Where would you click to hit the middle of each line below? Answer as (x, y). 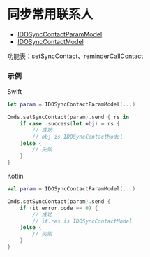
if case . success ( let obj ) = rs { (70, 123)
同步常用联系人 (50, 14)
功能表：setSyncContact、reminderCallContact (75, 56)
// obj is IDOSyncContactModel (78, 137)
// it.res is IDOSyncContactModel (82, 221)
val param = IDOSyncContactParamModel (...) (72, 189)
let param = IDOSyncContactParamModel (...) (72, 105)
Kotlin (15, 176)
